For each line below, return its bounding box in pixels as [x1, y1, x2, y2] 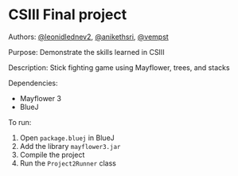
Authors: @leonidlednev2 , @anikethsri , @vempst [8, 32, 169, 41]
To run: [8, 117, 32, 127]
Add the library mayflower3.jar [19, 141, 121, 151]
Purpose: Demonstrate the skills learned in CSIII [8, 47, 165, 57]
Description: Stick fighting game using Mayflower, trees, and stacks [8, 62, 230, 72]
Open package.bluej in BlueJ [19, 133, 115, 143]
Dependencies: [8, 78, 58, 88]
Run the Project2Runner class [19, 158, 117, 168]
